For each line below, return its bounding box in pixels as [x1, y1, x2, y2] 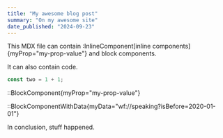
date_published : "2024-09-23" [7, 23, 95, 30]
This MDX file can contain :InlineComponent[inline [7, 42, 151, 51]
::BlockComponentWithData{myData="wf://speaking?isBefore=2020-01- [7, 102, 216, 111]
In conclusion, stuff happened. [7, 123, 95, 132]
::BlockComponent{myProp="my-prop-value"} [7, 89, 141, 97]
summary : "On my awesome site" [7, 17, 98, 24]
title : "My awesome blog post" [7, 10, 98, 17]
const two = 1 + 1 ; [7, 76, 64, 83]
